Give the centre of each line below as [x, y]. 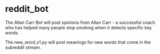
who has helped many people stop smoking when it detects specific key [79, 27]
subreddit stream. [23, 47]
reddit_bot [27, 9]
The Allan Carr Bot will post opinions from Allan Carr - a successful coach [80, 22]
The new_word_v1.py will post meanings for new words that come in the [78, 42]
